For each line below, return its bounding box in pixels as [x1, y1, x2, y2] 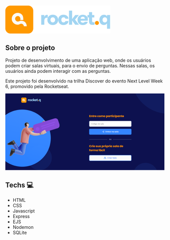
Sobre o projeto [5, 44, 55, 52]
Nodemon [12, 224, 34, 230]
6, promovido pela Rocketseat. [5, 83, 69, 89]
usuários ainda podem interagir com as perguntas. [5, 68, 111, 74]
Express [12, 213, 30, 219]
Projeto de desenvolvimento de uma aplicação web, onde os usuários [5, 57, 151, 63]
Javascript [12, 207, 35, 214]
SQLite [12, 229, 27, 235]
